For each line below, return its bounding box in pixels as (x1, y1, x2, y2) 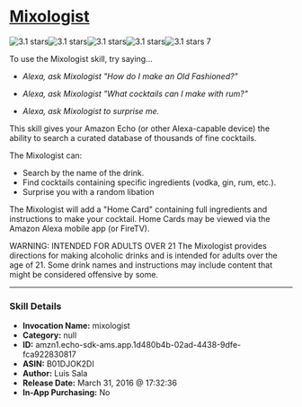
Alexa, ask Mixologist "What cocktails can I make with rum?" (22, 88, 249, 99)
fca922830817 (22, 349, 76, 360)
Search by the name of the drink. (22, 167, 145, 178)
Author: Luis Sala (22, 368, 88, 379)
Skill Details (9, 299, 62, 312)
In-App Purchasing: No (22, 387, 111, 398)
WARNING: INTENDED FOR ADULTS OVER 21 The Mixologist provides (9, 240, 267, 251)
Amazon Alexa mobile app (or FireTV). (9, 223, 150, 234)
